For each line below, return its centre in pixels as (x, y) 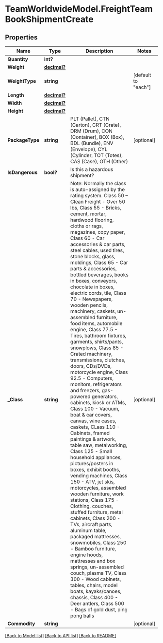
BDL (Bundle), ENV (92, 143)
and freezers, (85, 390)
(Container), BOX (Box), (97, 137)
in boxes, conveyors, (94, 281)
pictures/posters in (92, 463)
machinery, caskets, (93, 311)
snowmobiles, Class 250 (98, 543)
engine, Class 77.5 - (94, 330)
